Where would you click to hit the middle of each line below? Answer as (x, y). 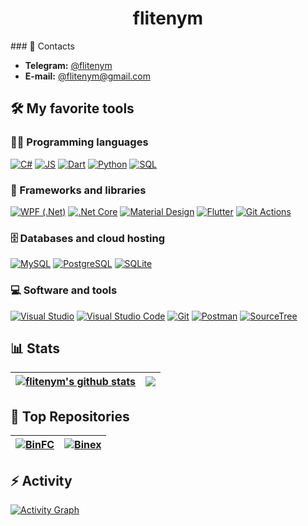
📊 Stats (35, 348)
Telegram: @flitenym (68, 65)
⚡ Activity (41, 480)
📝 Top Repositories (70, 416)
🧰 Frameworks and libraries (78, 190)
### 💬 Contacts (42, 46)
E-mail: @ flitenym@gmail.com (87, 76)
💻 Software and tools (64, 290)
